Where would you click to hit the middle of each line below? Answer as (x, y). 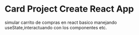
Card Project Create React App (69, 9)
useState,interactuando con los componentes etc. (56, 27)
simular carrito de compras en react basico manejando (61, 22)
